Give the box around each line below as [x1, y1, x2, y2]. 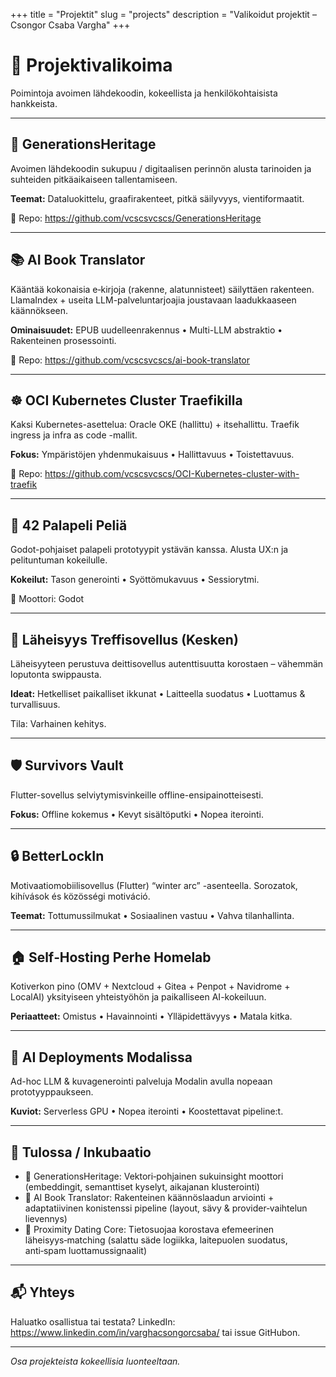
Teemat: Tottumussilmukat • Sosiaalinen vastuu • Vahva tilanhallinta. [10, 909, 295, 921]
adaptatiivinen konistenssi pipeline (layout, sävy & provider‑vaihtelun [24, 1202, 308, 1214]
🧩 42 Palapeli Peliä [10, 517, 128, 534]
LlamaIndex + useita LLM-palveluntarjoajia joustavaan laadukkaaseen [10, 294, 297, 306]
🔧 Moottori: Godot [10, 593, 85, 605]
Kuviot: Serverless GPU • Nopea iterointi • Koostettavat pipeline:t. [10, 1105, 284, 1118]
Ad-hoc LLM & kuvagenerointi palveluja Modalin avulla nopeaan [10, 1075, 273, 1088]
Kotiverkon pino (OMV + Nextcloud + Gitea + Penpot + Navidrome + [10, 980, 291, 993]
